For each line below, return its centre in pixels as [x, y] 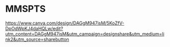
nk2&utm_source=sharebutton [37, 39]
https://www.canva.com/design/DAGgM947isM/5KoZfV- [65, 23]
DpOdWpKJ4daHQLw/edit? [34, 28]
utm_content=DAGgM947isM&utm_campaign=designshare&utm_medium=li [85, 34]
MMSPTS [26, 9]
